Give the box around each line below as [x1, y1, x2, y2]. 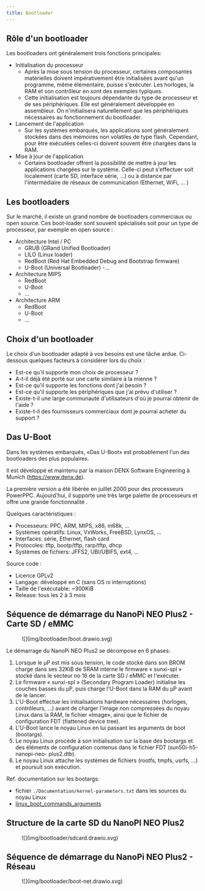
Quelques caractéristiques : [6, 510, 76, 517]
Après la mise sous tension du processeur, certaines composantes [24, 68, 193, 75]
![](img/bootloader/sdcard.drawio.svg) [21, 834, 119, 841]
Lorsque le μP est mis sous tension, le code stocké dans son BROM [15, 658, 185, 666]
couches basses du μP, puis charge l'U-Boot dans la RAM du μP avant [15, 685, 193, 692]
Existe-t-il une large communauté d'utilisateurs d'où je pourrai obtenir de [15, 395, 199, 402]
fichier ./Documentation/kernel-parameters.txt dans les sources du [15, 787, 187, 794]
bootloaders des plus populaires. [6, 455, 89, 462]
